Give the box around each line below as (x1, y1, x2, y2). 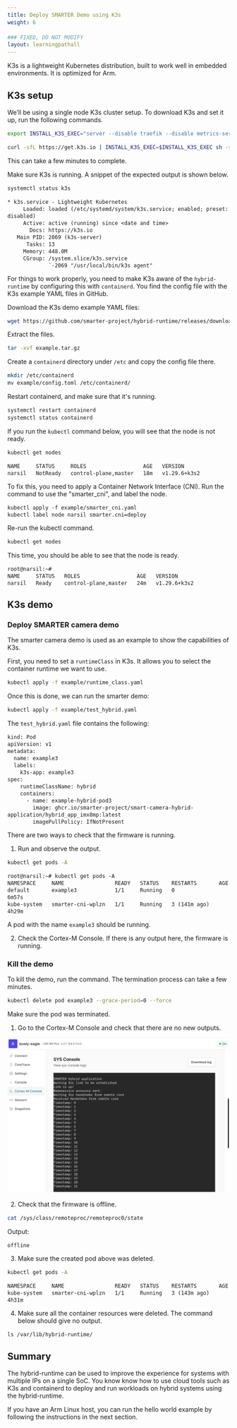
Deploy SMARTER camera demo (7, 620, 119, 630)
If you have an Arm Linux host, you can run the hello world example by (7, 1405, 212, 1414)
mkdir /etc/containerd (7, 372, 74, 379)
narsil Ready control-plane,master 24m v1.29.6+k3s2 (7, 580, 194, 587)
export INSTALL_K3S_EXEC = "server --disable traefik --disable (7, 130, 194, 137)
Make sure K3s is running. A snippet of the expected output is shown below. (7, 170, 229, 179)
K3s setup (7, 89, 54, 102)
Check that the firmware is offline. (17, 1200, 117, 1208)
